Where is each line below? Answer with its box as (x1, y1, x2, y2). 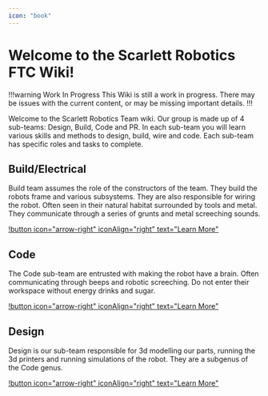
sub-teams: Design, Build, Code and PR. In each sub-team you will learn (8, 122, 246, 132)
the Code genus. (8, 363, 63, 372)
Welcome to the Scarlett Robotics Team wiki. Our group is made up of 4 (8, 114, 245, 123)
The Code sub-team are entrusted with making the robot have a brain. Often (8, 269, 259, 278)
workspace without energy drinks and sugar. (8, 286, 156, 296)
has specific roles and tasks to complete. (8, 139, 144, 149)
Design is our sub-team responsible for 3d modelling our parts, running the (8, 346, 256, 355)
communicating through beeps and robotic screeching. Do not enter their (8, 278, 250, 287)
